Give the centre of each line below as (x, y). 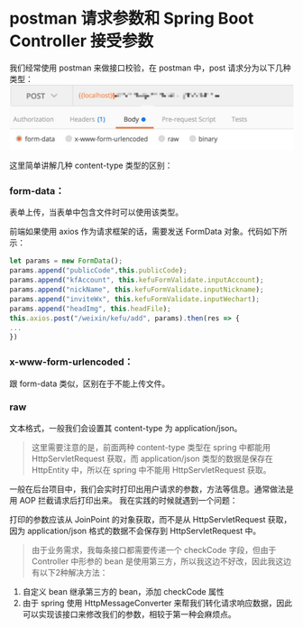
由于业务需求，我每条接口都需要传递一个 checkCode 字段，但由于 (154, 549)
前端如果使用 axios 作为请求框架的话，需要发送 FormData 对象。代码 (137, 232)
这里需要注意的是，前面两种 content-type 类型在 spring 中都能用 (151, 447)
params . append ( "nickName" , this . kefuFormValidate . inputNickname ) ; (137, 290)
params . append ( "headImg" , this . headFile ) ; (90, 309)
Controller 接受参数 (82, 41)
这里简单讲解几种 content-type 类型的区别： (91, 166)
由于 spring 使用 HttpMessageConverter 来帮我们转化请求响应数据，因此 (157, 603)
